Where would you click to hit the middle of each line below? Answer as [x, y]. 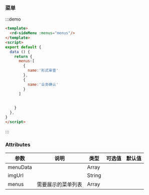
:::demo [13, 19]
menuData [20, 167]
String [94, 175]
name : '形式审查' [43, 71]
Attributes [18, 144]
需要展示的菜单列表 [60, 184]
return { [23, 56]
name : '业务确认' [43, 84]
